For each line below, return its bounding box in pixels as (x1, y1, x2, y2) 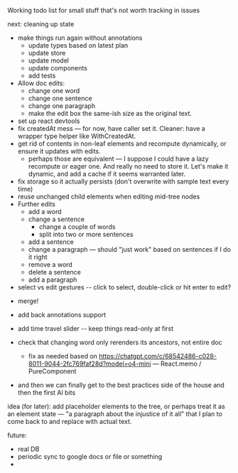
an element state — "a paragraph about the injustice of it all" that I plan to (7, 410, 222, 418)
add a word (28, 208, 62, 216)
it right (28, 253, 48, 261)
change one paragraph (28, 102, 96, 110)
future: (7, 431, 27, 440)
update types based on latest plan (28, 41, 129, 49)
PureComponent (28, 367, 77, 376)
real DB (17, 445, 40, 453)
